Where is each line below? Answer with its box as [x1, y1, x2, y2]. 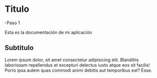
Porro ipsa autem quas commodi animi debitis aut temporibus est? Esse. [4, 67, 153, 73]
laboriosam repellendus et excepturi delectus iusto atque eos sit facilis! [4, 62, 150, 68]
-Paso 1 [4, 20, 20, 26]
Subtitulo [4, 43, 34, 52]
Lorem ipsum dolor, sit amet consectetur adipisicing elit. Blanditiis [4, 57, 139, 63]
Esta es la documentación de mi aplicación [4, 29, 92, 35]
